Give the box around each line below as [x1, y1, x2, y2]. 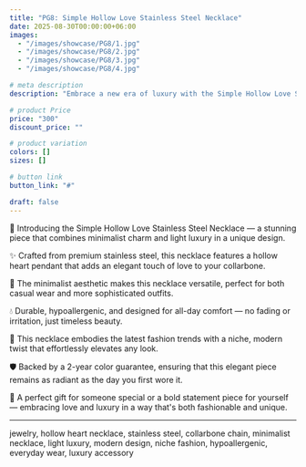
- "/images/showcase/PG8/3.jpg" [17, 56, 141, 65]
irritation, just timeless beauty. [9, 316, 123, 327]
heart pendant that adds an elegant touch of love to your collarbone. [9, 260, 266, 271]
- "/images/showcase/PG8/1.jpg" [17, 38, 141, 48]
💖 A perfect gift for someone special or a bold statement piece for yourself [9, 391, 289, 402]
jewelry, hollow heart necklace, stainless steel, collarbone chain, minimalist [9, 428, 291, 439]
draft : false [9, 197, 59, 206]
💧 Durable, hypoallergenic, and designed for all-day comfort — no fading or [9, 305, 291, 316]
